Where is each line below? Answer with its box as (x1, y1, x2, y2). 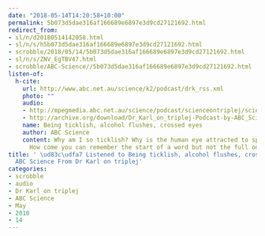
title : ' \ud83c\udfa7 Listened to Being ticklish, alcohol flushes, (8, 150, 242, 158)
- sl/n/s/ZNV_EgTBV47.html (8, 56, 97, 64)
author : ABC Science (22, 128, 90, 136)
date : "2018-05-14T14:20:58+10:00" (8, 11, 125, 20)
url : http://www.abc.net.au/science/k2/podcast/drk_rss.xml (22, 84, 224, 93)
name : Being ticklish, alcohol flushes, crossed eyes (22, 121, 203, 129)
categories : (8, 165, 47, 173)
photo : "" (22, 92, 55, 100)
